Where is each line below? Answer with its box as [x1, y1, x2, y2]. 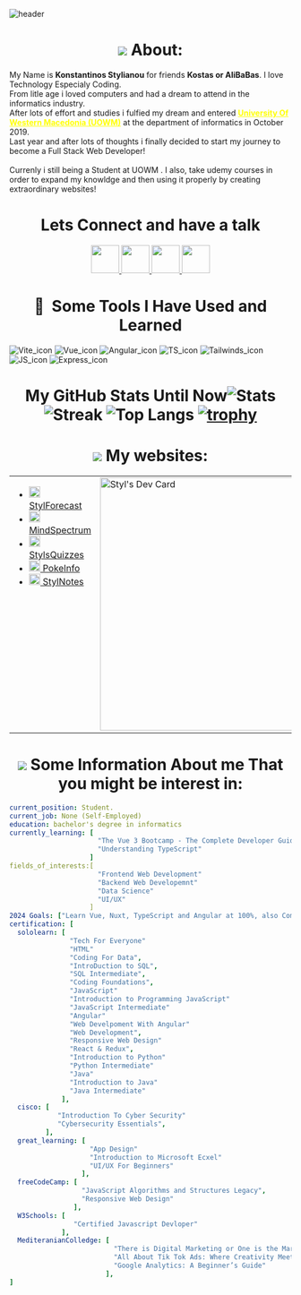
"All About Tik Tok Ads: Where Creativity [113, 1253, 275, 1262]
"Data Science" [97, 887, 154, 896]
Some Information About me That [30, 755, 284, 775]
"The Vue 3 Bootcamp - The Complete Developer [97, 836, 275, 845]
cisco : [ [17, 1102, 50, 1112]
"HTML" [69, 945, 94, 954]
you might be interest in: [57, 774, 244, 794]
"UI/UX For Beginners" [89, 1161, 175, 1171]
